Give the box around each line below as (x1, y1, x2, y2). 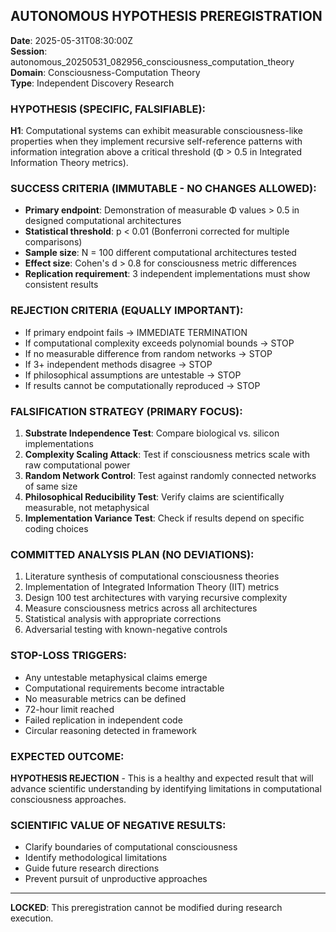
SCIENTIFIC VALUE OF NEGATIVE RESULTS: (10, 818, 227, 832)
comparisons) (24, 236, 83, 248)
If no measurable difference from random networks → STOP (24, 347, 273, 359)
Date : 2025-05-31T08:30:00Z (10, 34, 134, 46)
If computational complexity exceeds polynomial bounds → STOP (24, 337, 295, 349)
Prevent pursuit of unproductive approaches (24, 873, 208, 885)
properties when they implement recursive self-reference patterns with (10, 135, 303, 148)
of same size (24, 480, 78, 492)
